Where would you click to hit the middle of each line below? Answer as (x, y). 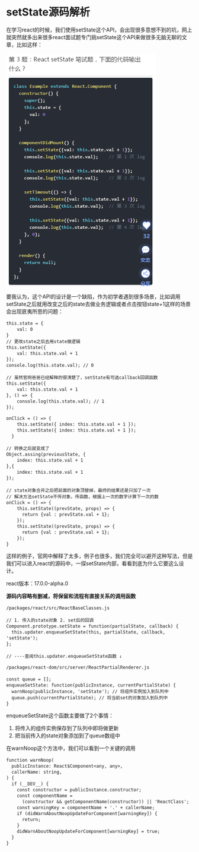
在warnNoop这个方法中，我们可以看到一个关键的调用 (71, 748)
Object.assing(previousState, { (46, 454)
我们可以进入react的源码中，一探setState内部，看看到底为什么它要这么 (93, 563)
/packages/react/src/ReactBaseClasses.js (58, 608)
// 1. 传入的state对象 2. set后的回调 (50, 620)
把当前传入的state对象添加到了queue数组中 (67, 735)
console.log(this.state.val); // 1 (61, 401)
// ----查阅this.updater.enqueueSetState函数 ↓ (64, 656)
